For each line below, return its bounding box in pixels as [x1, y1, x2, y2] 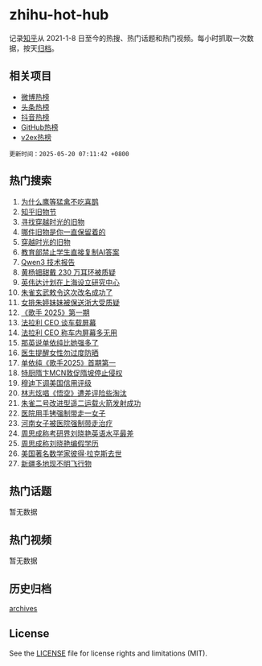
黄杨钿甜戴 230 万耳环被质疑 [20, 267, 116, 277]
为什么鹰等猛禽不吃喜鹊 [20, 196, 99, 206]
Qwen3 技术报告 [20, 257, 76, 267]
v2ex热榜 [20, 132, 51, 142]
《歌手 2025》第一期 [20, 308, 90, 317]
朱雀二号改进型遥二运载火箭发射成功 [20, 398, 141, 407]
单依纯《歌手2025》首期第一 [20, 358, 117, 367]
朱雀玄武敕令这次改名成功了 [20, 287, 113, 297]
